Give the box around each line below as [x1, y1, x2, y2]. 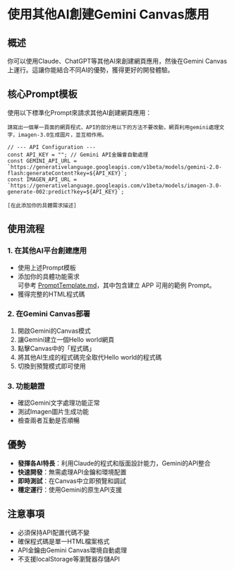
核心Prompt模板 [7, 88, 78, 100]
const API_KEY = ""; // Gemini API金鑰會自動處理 [7, 151, 149, 158]
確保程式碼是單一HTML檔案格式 [17, 537, 110, 545]
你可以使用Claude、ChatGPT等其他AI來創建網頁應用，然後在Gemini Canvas [7, 57, 228, 65]
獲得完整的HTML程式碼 [17, 290, 85, 298]
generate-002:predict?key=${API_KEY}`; [7, 188, 125, 195]
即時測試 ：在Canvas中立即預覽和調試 [17, 476, 127, 485]
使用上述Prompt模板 [17, 263, 76, 272]
